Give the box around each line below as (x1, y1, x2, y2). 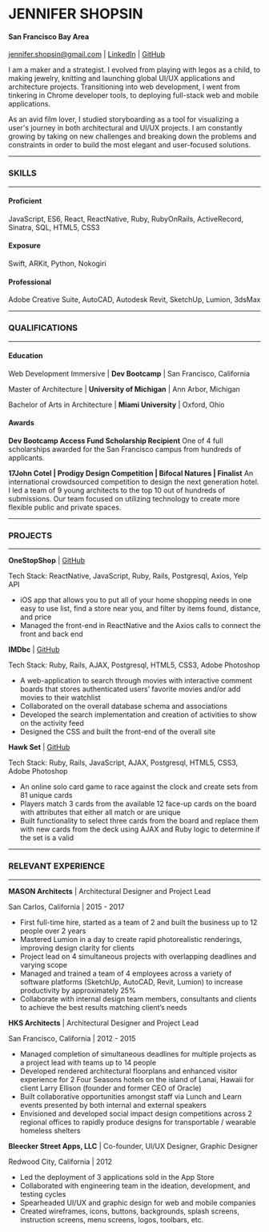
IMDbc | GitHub (8, 645, 60, 654)
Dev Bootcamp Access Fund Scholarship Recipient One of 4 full (8, 436, 223, 445)
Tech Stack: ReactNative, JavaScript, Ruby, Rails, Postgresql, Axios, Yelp (8, 571, 248, 581)
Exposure (8, 241, 42, 251)
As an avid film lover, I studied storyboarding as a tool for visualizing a (8, 115, 239, 124)
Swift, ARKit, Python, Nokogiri (8, 259, 106, 268)
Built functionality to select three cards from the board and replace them (19, 816, 259, 826)
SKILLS (8, 167, 38, 179)
